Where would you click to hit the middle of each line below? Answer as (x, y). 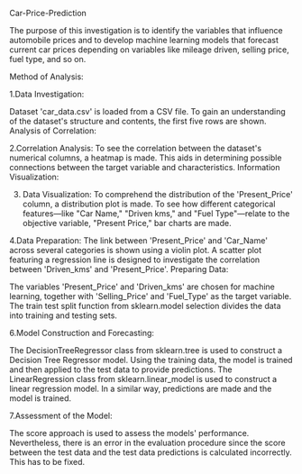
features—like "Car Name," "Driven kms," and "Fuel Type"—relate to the (156, 214)
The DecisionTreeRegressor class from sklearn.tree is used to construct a (146, 350)
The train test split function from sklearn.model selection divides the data (145, 306)
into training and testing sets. (63, 315)
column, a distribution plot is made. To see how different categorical (149, 204)
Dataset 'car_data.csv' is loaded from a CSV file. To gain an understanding (147, 111)
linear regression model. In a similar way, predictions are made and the (141, 388)
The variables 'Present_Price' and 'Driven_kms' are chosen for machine (142, 287)
